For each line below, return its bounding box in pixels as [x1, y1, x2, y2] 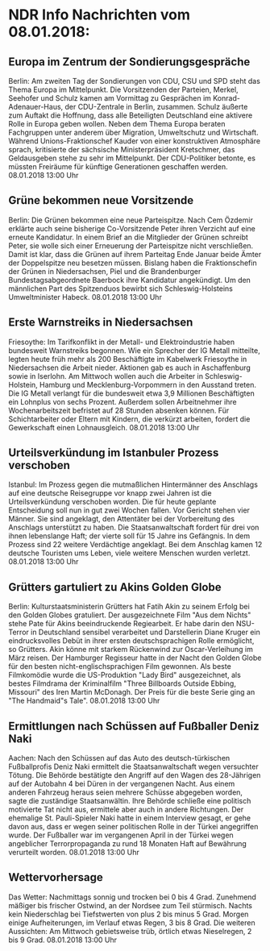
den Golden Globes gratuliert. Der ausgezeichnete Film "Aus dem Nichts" [8, 610, 251, 620]
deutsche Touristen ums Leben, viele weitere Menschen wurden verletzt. [8, 548, 251, 558]
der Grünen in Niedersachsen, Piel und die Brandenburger [8, 266, 201, 276]
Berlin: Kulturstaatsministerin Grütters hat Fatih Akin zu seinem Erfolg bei [8, 602, 250, 612]
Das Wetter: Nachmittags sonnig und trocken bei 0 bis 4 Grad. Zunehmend [8, 892, 256, 902]
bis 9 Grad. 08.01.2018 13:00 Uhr [8, 935, 118, 945]
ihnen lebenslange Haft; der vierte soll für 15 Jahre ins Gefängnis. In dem [8, 531, 251, 541]
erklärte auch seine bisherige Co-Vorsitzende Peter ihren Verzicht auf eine [8, 223, 255, 233]
